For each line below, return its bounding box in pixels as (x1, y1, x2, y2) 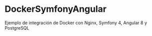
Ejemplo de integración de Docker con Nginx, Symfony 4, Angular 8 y (4, 20, 148, 26)
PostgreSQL (4, 25, 29, 31)
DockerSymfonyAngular (4, 3, 107, 15)
